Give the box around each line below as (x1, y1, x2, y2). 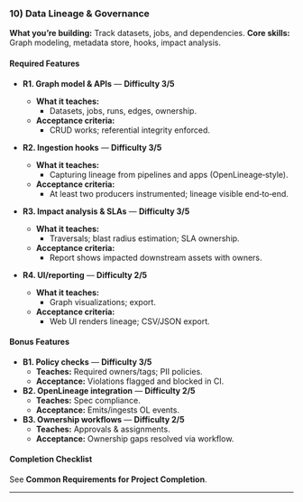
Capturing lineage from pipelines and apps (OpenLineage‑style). (49, 169, 289, 180)
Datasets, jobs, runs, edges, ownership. (49, 105, 197, 116)
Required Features (9, 58, 80, 69)
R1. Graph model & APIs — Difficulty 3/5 (22, 78, 175, 88)
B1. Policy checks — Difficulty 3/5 (22, 356, 152, 367)
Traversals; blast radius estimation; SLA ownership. (49, 233, 241, 244)
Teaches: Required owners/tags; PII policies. (35, 366, 203, 376)
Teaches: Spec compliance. (35, 395, 142, 405)
